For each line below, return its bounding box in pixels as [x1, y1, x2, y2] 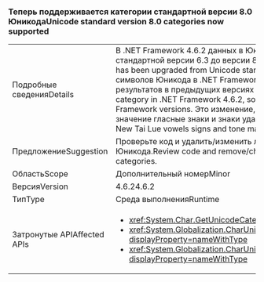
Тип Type [12, 194, 45, 205]
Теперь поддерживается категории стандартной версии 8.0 [8, 6, 253, 17]
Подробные [12, 79, 57, 90]
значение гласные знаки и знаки [115, 114, 240, 125]
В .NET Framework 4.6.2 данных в [115, 45, 244, 56]
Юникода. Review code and [115, 146, 217, 157]
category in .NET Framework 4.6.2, [115, 94, 245, 105]
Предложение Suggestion [12, 146, 108, 157]
